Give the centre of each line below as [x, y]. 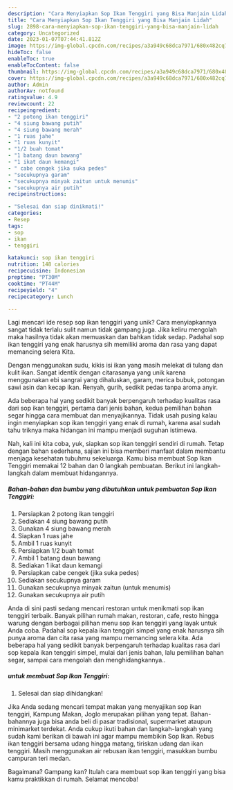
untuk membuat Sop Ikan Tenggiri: [59, 676]
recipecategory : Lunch [40, 297]
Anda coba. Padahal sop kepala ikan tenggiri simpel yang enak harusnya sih [116, 630]
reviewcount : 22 [31, 104]
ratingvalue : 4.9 [33, 98]
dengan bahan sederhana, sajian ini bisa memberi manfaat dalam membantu [116, 451]
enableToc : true [31, 59]
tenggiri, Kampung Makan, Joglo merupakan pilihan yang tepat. [99, 714]
